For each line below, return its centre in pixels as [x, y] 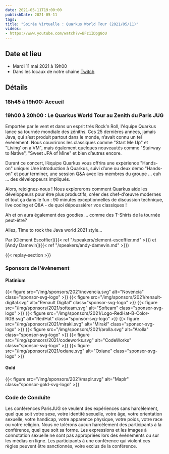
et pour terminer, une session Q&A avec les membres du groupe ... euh [88, 174]
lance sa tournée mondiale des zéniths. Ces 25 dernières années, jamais [81, 132]
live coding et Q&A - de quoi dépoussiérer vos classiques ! [66, 205]
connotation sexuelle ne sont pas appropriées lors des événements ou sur [82, 435]
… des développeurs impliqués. [38, 179]
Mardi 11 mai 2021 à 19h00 [40, 66]
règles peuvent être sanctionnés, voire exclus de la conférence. [71, 446]
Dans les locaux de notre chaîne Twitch [53, 71]
